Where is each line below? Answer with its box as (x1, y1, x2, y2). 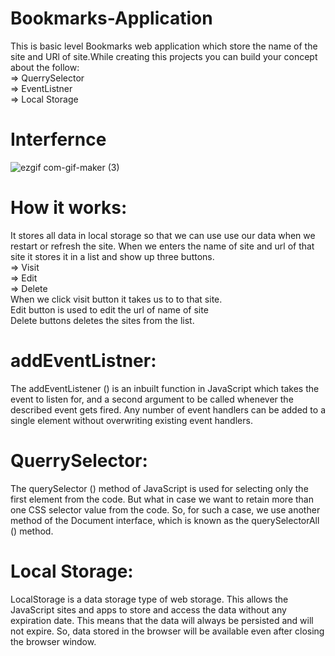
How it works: (10, 197, 128, 219)
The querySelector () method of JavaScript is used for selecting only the (10, 482, 309, 494)
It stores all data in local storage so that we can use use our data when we (10, 229, 316, 241)
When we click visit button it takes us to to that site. (10, 293, 223, 305)
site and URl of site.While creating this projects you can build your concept (10, 50, 318, 62)
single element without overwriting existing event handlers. (10, 414, 253, 426)
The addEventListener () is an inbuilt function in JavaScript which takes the (10, 382, 320, 394)
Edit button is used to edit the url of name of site (10, 303, 209, 316)
